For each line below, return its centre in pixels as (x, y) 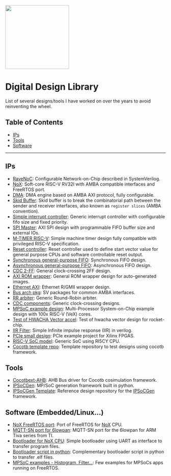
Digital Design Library (52, 87)
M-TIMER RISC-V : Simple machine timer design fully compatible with (84, 238)
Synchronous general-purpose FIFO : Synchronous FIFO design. (79, 260)
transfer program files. (36, 446)
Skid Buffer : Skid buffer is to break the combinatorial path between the (87, 200)
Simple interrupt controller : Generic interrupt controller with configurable (89, 217)
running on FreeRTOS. (36, 468)
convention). (26, 211)
